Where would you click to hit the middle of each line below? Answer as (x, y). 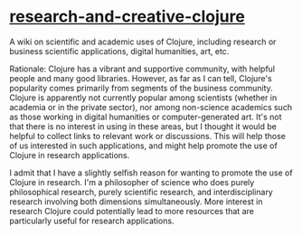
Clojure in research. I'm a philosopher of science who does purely (132, 182)
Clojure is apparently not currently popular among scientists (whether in (143, 98)
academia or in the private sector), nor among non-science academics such (151, 107)
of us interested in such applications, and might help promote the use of (143, 146)
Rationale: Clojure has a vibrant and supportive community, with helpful (142, 69)
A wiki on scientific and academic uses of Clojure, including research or (143, 42)
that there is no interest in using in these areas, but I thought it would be (143, 126)
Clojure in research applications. (70, 155)
